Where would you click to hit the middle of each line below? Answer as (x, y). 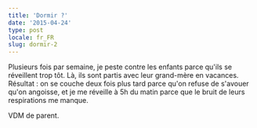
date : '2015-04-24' (40, 23)
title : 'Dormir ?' (38, 15)
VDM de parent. (34, 115)
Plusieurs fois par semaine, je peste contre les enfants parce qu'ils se (120, 67)
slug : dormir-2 (33, 45)
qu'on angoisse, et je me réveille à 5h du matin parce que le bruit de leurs (127, 92)
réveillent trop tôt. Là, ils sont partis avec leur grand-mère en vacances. (123, 75)
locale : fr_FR (31, 37)
